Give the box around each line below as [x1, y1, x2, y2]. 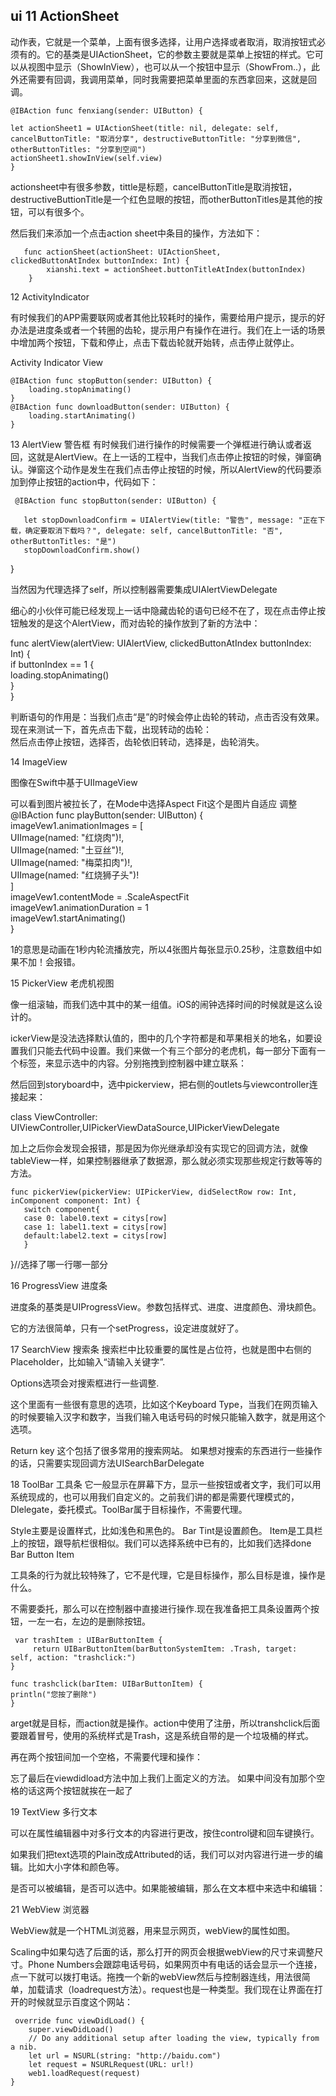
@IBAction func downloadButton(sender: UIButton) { [10, 402, 230, 412]
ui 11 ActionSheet [10, 8, 120, 25]
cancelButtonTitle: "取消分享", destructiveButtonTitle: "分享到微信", [10, 134, 302, 144]
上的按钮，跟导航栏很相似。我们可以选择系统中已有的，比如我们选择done [10, 1537, 312, 1549]
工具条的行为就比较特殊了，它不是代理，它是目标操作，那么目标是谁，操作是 [10, 1569, 326, 1581]
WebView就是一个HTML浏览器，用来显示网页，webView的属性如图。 [10, 1924, 296, 1936]
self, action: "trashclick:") [10, 1652, 137, 1663]
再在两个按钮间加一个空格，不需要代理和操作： [10, 1750, 203, 1763]
